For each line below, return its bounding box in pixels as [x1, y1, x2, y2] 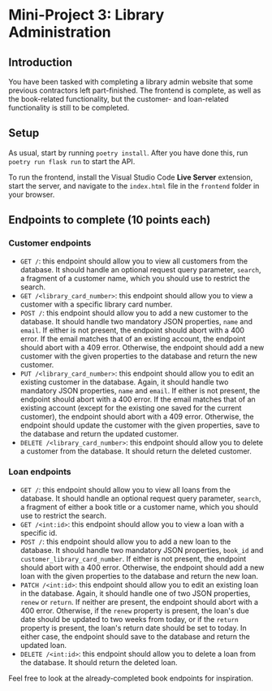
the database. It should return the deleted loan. [19, 657, 178, 667]
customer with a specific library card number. [19, 299, 173, 309]
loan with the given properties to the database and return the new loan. [19, 571, 258, 580]
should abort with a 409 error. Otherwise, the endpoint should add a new [19, 342, 265, 352]
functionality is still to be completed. [8, 103, 130, 112]
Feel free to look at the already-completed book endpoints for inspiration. [8, 673, 254, 683]
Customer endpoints [8, 237, 92, 249]
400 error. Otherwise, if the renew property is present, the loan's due [19, 606, 249, 615]
